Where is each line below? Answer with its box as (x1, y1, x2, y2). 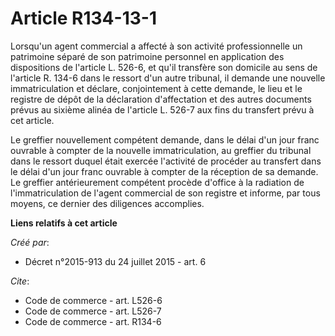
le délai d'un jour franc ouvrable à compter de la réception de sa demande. (10, 165, 319, 177)
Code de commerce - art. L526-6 (24, 294, 163, 306)
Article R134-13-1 (10, 7, 157, 30)
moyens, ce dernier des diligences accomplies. (10, 197, 205, 209)
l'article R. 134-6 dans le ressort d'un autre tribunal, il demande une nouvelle (10, 72, 326, 84)
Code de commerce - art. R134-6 (24, 315, 162, 327)
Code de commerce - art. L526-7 (24, 305, 162, 317)
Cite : (10, 275, 30, 287)
